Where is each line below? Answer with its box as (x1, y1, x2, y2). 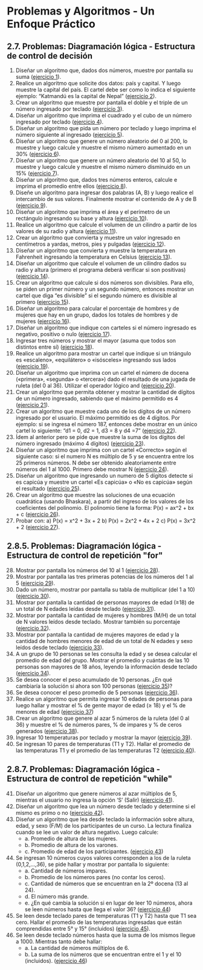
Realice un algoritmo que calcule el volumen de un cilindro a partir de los (15, 221, 197, 228)
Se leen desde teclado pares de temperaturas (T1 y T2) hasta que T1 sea (15, 912, 197, 919)
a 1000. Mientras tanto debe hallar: (15, 937, 102, 945)
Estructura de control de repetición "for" (7, 550, 163, 561)
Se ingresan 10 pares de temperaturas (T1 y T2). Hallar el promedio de (15, 740, 191, 747)
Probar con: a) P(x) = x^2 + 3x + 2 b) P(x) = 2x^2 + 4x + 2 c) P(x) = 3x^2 (15, 517, 196, 524)
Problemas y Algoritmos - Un (7, 4, 155, 18)
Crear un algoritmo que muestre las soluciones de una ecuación (15, 492, 175, 498)
